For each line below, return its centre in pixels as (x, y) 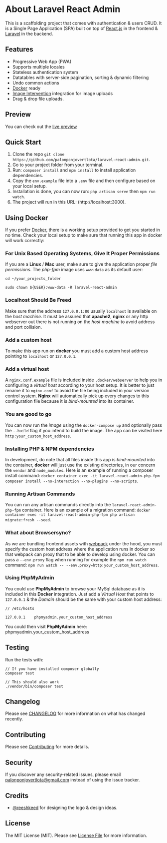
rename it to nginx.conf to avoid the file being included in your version (77, 391)
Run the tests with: (24, 659)
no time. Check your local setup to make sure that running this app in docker (84, 235)
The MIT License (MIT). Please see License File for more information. (76, 835)
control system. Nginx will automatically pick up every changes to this (77, 396)
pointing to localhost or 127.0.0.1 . (41, 356)
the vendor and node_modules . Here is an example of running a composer (79, 470)
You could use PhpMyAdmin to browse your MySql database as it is (75, 588)
